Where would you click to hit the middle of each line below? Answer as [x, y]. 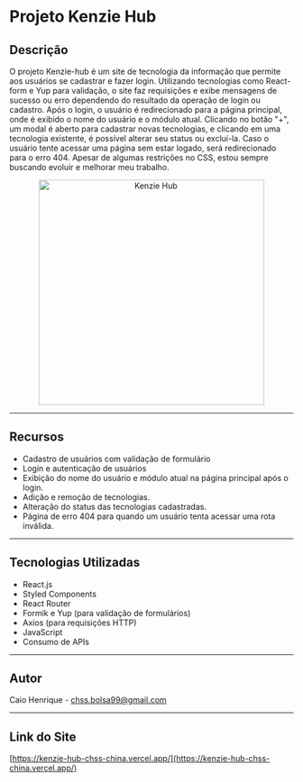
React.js [37, 584]
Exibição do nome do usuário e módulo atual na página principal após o [155, 477]
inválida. [38, 525]
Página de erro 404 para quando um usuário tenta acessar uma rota [149, 516]
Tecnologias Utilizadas [75, 563]
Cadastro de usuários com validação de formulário [116, 459]
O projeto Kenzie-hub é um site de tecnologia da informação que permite [145, 71]
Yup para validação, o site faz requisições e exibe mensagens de [156, 91]
